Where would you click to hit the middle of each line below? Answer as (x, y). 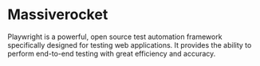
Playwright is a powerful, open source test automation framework (115, 37)
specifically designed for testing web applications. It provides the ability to (130, 45)
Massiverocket (58, 15)
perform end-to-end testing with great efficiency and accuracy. (112, 53)
